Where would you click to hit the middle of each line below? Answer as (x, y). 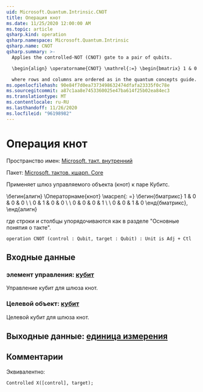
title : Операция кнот (34, 18)
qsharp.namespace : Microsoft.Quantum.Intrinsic (68, 40)
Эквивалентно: (26, 372)
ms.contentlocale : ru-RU (38, 102)
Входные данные (41, 257)
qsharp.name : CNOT (29, 46)
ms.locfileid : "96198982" (39, 114)
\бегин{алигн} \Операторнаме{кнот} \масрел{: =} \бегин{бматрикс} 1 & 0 (101, 196)
